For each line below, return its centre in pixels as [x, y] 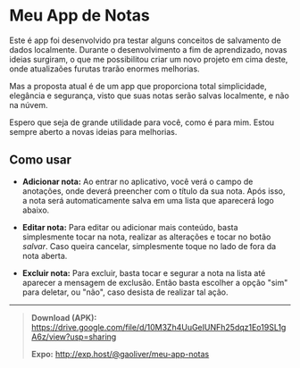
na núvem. [29, 105]
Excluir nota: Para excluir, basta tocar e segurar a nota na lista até [144, 272]
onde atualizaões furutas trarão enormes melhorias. [104, 69]
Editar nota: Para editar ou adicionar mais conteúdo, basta [130, 227]
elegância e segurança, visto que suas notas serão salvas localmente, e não [150, 96]
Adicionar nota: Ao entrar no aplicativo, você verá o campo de [137, 181]
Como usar [41, 160]
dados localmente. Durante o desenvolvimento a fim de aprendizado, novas [148, 49]
